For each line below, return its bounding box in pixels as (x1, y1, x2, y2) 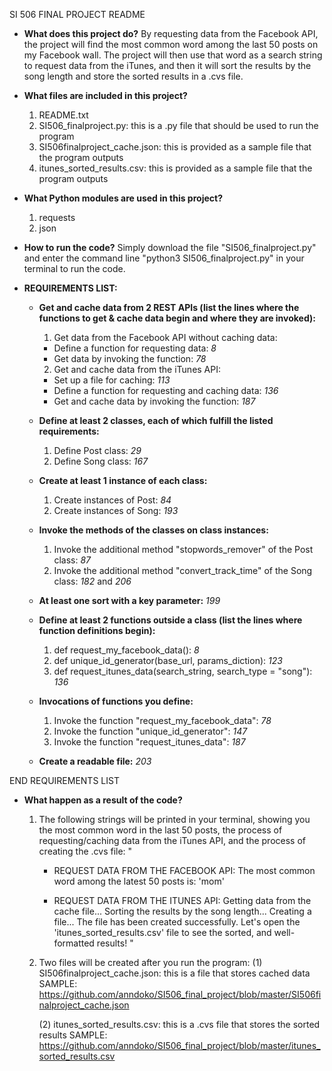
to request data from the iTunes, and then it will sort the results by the (23, 60, 312, 71)
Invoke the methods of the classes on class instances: (38, 524, 269, 536)
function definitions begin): (38, 625, 156, 636)
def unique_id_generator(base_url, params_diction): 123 (53, 655, 283, 666)
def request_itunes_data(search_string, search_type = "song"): (53, 665, 313, 677)
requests (38, 212, 76, 223)
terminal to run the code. (23, 263, 126, 274)
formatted (53, 937, 95, 949)
